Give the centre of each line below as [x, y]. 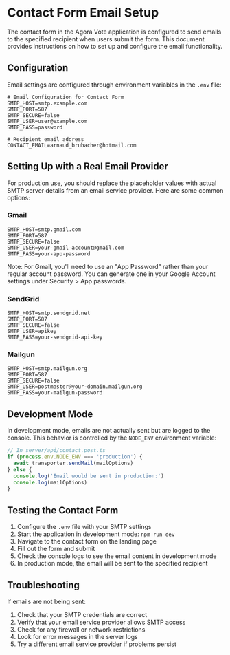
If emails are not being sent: [46, 602]
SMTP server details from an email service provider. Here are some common [115, 190]
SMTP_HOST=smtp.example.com [47, 103]
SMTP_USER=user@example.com [47, 121]
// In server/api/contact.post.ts [57, 451]
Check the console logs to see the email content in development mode [117, 556]
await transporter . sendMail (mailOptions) [73, 463]
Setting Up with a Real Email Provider [88, 167]
